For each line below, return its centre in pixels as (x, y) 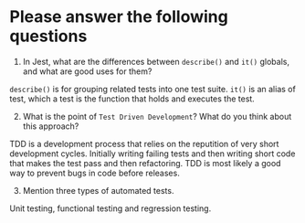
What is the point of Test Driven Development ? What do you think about (157, 116)
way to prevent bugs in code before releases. (95, 173)
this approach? (51, 126)
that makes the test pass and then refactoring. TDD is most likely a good (145, 163)
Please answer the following (119, 17)
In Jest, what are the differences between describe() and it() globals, (156, 61)
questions (48, 36)
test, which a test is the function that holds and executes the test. (132, 99)
